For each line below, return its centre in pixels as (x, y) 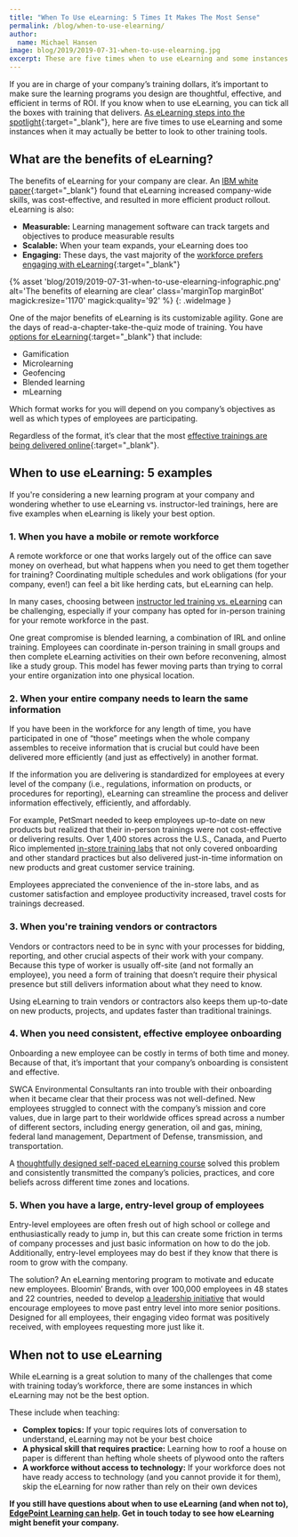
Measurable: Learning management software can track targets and (145, 226)
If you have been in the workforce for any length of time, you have (130, 729)
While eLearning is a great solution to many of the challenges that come (141, 1376)
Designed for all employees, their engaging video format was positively (139, 1317)
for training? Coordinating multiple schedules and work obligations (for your (148, 574)
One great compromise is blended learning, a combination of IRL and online (148, 637)
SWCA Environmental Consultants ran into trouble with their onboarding (141, 1089)
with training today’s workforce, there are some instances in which (131, 1386)
